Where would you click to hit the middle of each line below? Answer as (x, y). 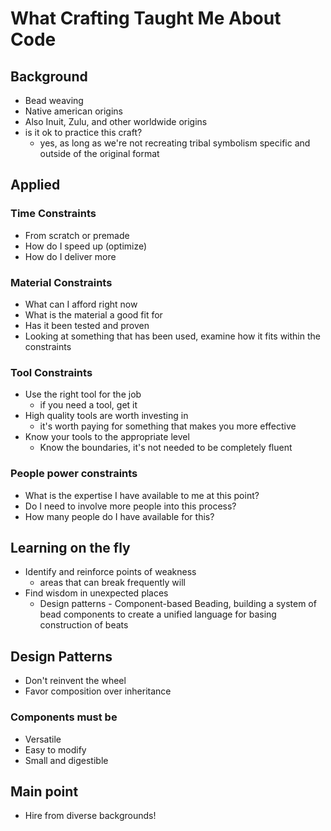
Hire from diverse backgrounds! (90, 816)
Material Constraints (61, 282)
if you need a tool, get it (88, 405)
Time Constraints (53, 214)
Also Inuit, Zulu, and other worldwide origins (116, 121)
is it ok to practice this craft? (83, 132)
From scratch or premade (77, 235)
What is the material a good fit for (93, 314)
